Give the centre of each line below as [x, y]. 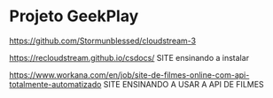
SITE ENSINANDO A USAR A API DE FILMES [183, 84]
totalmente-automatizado [55, 84]
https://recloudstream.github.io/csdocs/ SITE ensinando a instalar [129, 57]
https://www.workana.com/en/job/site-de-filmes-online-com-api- [129, 75]
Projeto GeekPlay [74, 16]
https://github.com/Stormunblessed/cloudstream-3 [103, 41]
